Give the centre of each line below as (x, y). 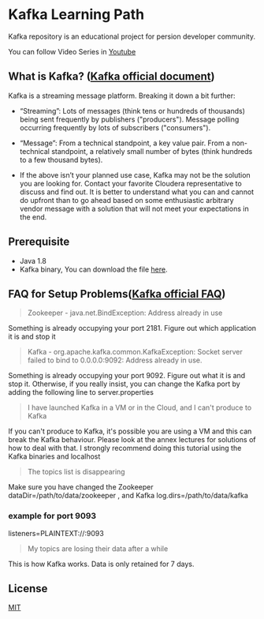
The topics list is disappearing (76, 472)
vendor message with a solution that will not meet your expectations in (134, 208)
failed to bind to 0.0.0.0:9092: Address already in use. (115, 360)
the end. (33, 217)
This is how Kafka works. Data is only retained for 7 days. (101, 564)
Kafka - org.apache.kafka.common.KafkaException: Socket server (135, 352)
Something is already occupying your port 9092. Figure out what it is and (127, 376)
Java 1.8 (33, 261)
